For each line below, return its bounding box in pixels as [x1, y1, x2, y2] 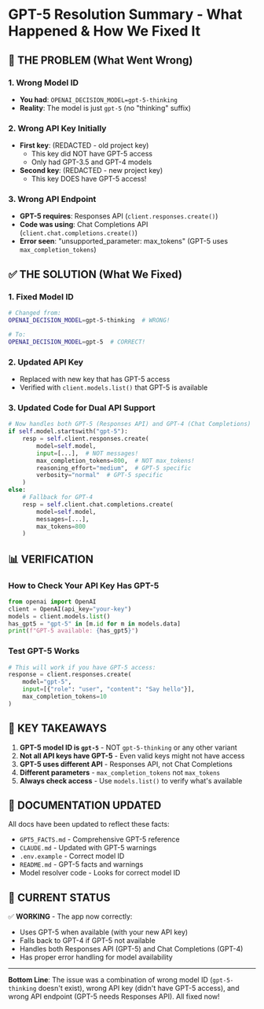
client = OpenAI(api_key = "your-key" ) [8, 605, 132, 613]
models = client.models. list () [8, 612, 111, 620]
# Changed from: [8, 309, 61, 317]
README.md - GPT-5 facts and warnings [19, 860, 144, 869]
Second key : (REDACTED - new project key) [19, 166, 163, 175]
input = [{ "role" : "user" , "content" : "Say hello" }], [22, 685, 195, 693]
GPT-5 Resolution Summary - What [8, 6, 243, 24]
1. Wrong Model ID [8, 77, 79, 88]
